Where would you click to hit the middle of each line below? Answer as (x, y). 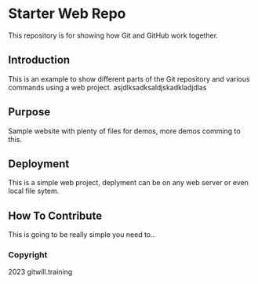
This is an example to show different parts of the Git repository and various (129, 78)
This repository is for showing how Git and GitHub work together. (113, 35)
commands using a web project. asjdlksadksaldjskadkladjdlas (107, 87)
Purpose (29, 112)
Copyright (28, 255)
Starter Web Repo (67, 14)
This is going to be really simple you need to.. (82, 235)
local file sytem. (34, 191)
